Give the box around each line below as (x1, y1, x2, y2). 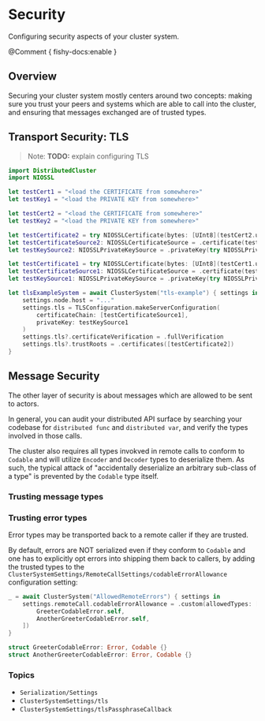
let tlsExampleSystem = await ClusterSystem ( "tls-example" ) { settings (8, 290, 248, 297)
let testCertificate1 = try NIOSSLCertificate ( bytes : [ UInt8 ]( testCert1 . (8, 260, 256, 268)
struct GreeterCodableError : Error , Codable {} (8, 644, 168, 652)
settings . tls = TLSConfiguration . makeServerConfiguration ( (22, 304, 221, 312)
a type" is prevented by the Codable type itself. (8, 471, 159, 480)
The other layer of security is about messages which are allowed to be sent (8, 390, 253, 400)
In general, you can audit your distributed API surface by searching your (8, 414, 242, 424)
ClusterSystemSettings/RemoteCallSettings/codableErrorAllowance (8, 570, 227, 578)
